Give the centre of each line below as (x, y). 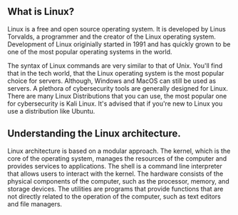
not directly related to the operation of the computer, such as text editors (114, 196)
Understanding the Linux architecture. (94, 134)
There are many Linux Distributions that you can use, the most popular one (117, 96)
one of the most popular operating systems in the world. (90, 51)
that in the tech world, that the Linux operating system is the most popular (116, 73)
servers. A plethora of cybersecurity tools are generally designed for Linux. (118, 88)
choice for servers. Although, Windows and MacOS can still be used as (112, 81)
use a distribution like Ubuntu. (51, 111)
